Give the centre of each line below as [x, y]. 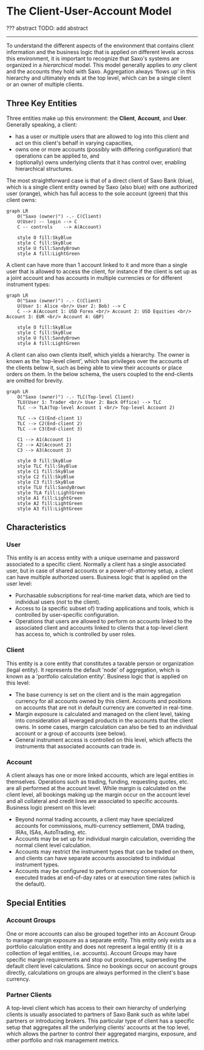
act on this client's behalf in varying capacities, [74, 143]
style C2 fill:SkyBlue [46, 477]
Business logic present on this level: [51, 808]
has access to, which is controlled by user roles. [75, 635]
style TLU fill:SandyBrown [51, 487]
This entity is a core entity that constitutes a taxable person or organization [100, 663]
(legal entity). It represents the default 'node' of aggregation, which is [93, 670]
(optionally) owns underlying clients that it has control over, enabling [100, 162]
